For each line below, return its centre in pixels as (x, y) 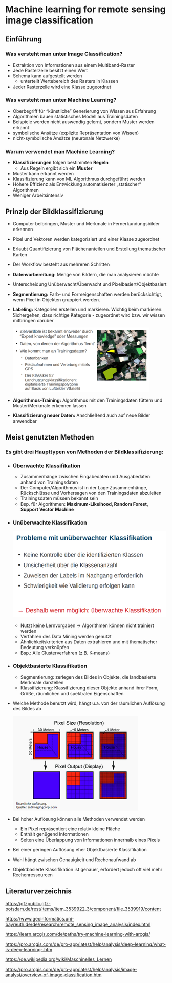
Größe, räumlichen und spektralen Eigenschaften (72, 694)
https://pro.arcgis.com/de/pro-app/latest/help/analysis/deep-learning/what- (86, 944)
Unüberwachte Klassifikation (50, 522)
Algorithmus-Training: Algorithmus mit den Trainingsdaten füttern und (88, 400)
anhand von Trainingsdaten (49, 482)
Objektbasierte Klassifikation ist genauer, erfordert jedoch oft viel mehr (88, 870)
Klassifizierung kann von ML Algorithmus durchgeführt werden (79, 179)
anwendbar (25, 421)
